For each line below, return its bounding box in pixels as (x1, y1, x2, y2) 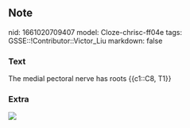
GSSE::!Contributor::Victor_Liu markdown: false (8, 36, 163, 45)
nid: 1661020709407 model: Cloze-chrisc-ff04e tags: (8, 27, 183, 37)
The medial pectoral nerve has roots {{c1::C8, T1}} (8, 74, 172, 83)
